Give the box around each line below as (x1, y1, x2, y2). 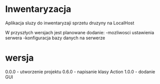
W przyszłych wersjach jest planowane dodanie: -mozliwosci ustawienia (5, 29, 154, 35)
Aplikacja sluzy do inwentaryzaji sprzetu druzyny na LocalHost (5, 20, 134, 26)
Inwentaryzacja (5, 3, 71, 15)
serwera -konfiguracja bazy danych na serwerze (5, 35, 105, 41)
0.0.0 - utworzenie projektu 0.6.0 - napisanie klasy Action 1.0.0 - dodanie (5, 69, 155, 75)
